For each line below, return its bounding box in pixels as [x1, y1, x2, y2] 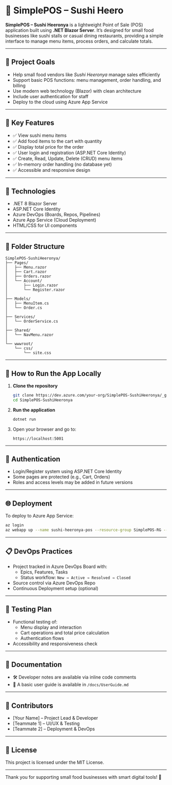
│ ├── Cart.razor [5, 270, 47, 275]
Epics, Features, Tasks [20, 568, 68, 575]
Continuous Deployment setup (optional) [12, 585, 99, 591]
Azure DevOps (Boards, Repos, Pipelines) [12, 211, 101, 218]
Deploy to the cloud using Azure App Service [12, 99, 108, 105]
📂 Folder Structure [5, 242, 65, 251]
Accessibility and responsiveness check [12, 640, 98, 647]
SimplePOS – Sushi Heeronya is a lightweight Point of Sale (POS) [5, 22, 143, 28]
